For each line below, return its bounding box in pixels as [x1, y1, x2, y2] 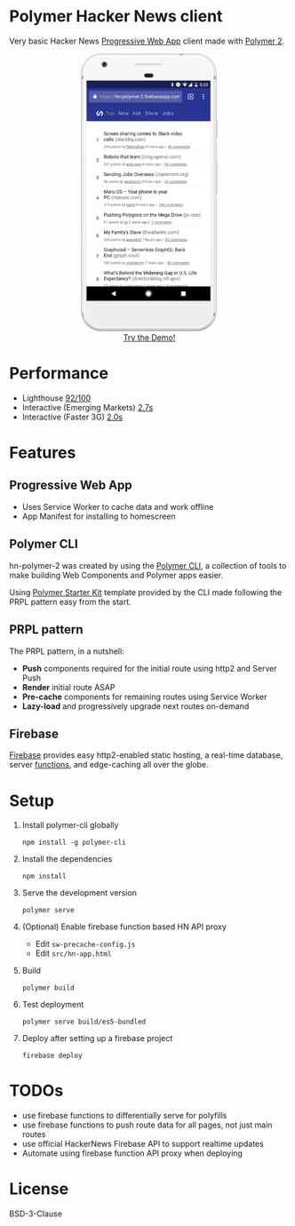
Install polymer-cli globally [21, 820, 119, 831]
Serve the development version [21, 888, 138, 898]
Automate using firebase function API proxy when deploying [21, 1148, 243, 1158]
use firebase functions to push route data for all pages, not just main [21, 1119, 273, 1130]
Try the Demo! [123, 331, 176, 343]
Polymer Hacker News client [9, 6, 223, 27]
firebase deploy [21, 1051, 83, 1061]
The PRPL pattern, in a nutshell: [9, 646, 124, 657]
